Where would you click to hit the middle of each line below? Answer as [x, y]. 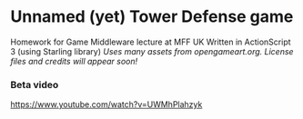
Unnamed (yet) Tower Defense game [152, 17]
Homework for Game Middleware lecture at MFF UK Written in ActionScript [151, 42]
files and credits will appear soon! [74, 61]
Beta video [35, 84]
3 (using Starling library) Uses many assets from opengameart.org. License [152, 51]
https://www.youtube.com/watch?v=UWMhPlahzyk [106, 104]
